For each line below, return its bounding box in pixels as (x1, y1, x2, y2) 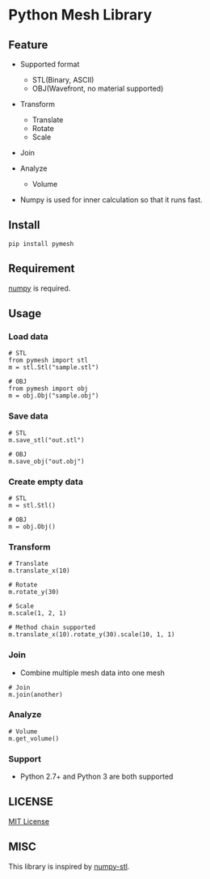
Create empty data (8, 476, 83, 487)
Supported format (19, 59, 80, 69)
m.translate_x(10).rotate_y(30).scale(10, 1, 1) (8, 631, 175, 639)
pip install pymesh (8, 240, 74, 248)
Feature (8, 38, 48, 52)
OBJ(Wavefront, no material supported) (31, 83, 164, 93)
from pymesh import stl (8, 356, 89, 365)
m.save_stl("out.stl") (8, 435, 85, 444)
